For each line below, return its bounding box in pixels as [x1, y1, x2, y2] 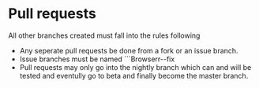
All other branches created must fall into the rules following [8, 31, 201, 40]
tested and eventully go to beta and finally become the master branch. [19, 71, 249, 80]
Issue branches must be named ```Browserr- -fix [19, 54, 175, 64]
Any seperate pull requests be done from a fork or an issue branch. [19, 46, 238, 55]
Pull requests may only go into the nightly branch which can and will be [19, 62, 252, 71]
